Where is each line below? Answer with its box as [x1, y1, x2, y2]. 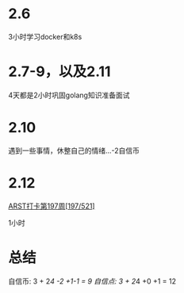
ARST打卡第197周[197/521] [8, 201, 95, 211]
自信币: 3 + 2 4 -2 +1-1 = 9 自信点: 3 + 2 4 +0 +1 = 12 [8, 276, 177, 286]
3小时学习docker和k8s [8, 32, 82, 41]
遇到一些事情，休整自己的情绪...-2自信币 [8, 146, 140, 155]
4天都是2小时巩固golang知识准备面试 [8, 90, 130, 100]
